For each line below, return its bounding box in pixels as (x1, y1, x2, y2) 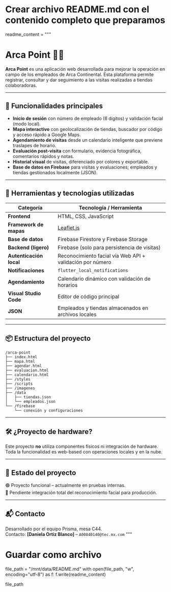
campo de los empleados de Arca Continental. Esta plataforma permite (5, 71, 154, 77)
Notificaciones (8, 266, 44, 274)
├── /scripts (5, 381, 33, 387)
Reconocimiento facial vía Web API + (58, 252, 146, 259)
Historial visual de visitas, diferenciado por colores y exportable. (12, 158, 149, 165)
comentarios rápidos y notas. (12, 153, 74, 159)
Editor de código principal (58, 293, 120, 300)
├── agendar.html (5, 363, 42, 369)
